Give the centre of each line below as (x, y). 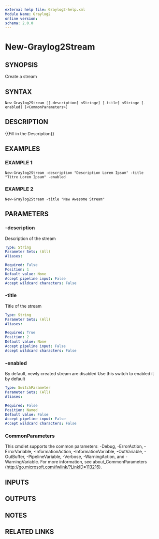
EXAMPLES (22, 149)
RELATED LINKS (29, 532)
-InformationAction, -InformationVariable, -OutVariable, (88, 452)
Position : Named (21, 410)
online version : (21, 18)
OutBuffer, (15, 457)
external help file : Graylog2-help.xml (45, 9)
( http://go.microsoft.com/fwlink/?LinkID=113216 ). (54, 467)
